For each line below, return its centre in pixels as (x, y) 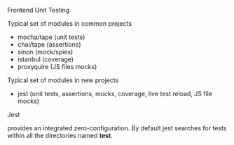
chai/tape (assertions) (49, 44)
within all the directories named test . (60, 136)
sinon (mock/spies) (45, 52)
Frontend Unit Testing (39, 10)
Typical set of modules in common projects (69, 23)
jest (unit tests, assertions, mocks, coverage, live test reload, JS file (115, 94)
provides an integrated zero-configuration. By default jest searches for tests (117, 128)
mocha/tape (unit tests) (51, 37)
